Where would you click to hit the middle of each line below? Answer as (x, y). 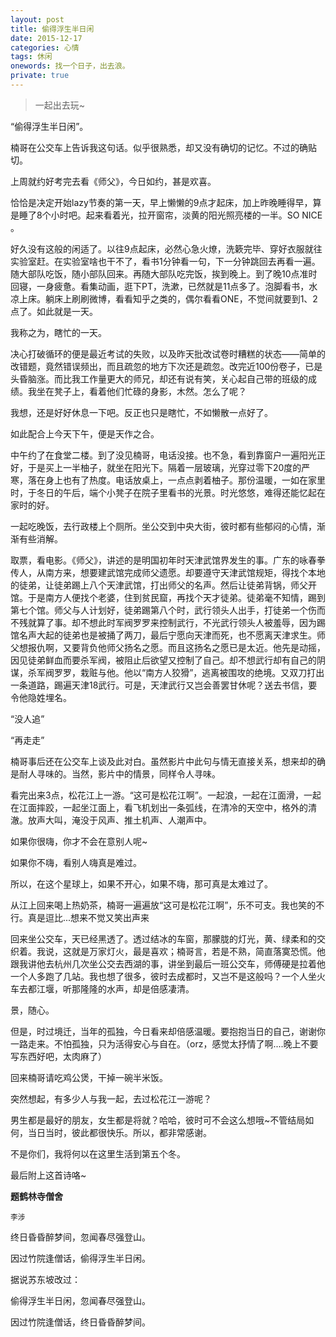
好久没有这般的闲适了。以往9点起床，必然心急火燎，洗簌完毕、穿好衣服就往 (166, 248)
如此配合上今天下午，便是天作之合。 (85, 433)
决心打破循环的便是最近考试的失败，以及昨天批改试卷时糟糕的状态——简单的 (168, 353)
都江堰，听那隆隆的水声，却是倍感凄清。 (111, 988)
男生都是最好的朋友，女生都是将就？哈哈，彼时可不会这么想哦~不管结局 (158, 1120)
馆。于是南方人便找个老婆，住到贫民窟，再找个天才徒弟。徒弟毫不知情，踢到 (168, 597)
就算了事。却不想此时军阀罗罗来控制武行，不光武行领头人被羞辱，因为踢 (176, 622)
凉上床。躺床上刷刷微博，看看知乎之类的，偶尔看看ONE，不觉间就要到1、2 (164, 298)
